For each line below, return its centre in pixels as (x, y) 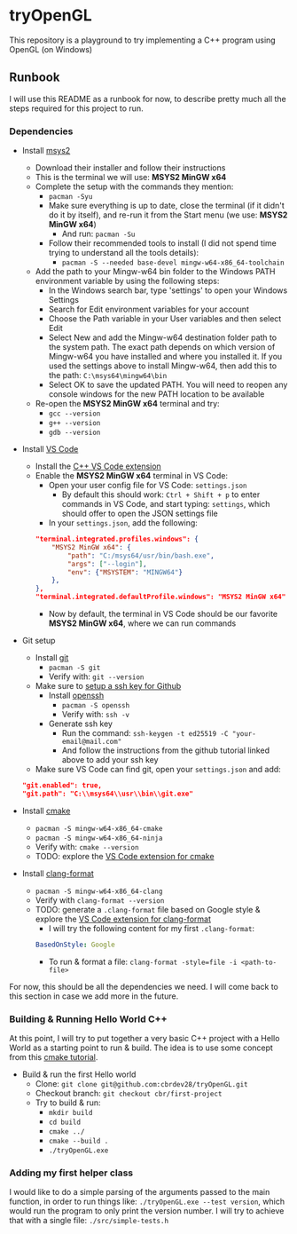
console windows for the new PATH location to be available (156, 394)
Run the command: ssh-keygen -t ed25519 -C (145, 733)
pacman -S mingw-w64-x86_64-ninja (99, 838)
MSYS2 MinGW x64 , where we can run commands (142, 623)
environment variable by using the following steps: (127, 281)
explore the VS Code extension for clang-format (123, 919)
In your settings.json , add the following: (123, 523)
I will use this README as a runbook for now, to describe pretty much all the (148, 99)
